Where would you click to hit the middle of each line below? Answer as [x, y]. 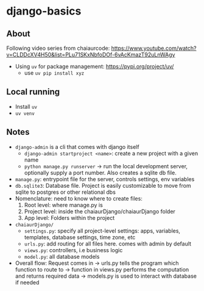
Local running [33, 92]
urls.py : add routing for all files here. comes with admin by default [108, 244]
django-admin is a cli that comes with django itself [77, 146]
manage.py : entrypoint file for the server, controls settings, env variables [105, 179]
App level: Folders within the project [69, 217]
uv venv [25, 114]
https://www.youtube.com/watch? [154, 48]
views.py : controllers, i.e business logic [73, 250]
